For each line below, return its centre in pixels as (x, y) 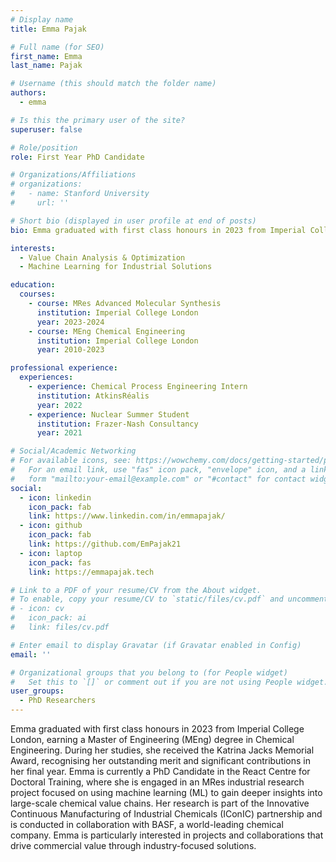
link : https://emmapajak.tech (91, 572)
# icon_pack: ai (48, 618)
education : (33, 285)
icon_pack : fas (60, 562)
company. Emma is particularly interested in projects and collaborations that (167, 835)
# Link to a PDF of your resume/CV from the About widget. (136, 590)
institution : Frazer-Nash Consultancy (117, 424)
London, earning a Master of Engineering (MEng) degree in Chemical (152, 739)
